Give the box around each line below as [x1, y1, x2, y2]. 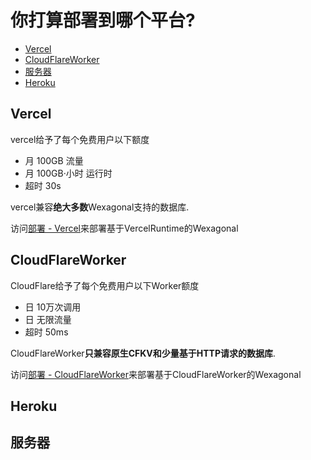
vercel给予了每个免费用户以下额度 [10, 133, 150, 145]
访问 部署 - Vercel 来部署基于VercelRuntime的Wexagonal [10, 222, 239, 234]
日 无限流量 [24, 313, 72, 325]
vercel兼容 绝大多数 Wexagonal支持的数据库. [10, 201, 190, 213]
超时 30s [24, 179, 62, 191]
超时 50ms [24, 326, 69, 338]
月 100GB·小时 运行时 [24, 167, 113, 179]
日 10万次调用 [24, 301, 82, 313]
